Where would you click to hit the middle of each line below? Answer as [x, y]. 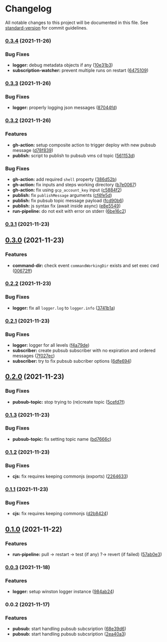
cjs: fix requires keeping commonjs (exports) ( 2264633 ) [70, 476]
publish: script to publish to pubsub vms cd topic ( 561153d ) [74, 155]
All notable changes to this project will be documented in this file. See [77, 22]
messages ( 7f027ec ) [33, 356]
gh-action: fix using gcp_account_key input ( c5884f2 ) [67, 190]
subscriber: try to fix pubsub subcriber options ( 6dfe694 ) [72, 361]
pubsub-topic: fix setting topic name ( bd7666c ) [62, 439]
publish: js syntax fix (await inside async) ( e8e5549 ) [67, 206]
